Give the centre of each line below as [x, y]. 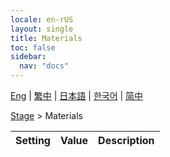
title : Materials [46, 38]
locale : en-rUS [42, 19]
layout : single [42, 29]
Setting [33, 140]
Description [126, 140]
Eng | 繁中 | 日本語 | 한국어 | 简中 [77, 95]
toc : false [33, 47]
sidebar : [28, 57]
